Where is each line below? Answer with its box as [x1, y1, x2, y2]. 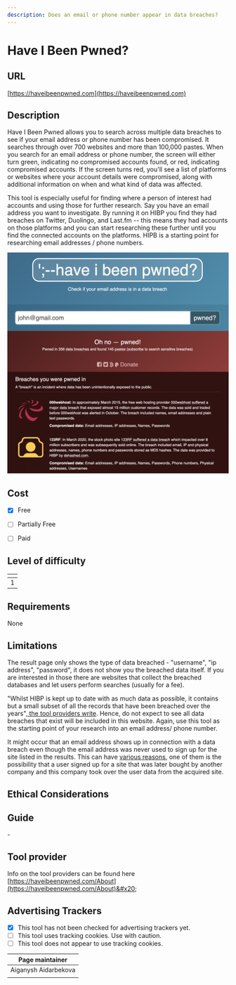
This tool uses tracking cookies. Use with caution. [17, 932, 162, 940]
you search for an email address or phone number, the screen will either [7, 150, 216, 159]
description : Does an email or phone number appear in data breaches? [7, 11, 218, 18]
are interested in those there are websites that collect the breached [7, 673, 202, 681]
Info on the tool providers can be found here [7, 870, 136, 878]
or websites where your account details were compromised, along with [7, 173, 213, 181]
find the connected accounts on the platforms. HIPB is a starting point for [7, 231, 219, 240]
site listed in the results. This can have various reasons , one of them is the [7, 752, 222, 762]
